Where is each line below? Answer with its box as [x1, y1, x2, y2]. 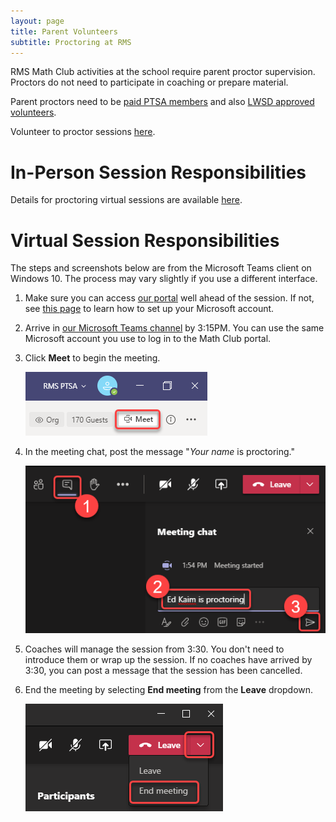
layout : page [10, 16, 65, 26]
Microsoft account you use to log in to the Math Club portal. [24, 333, 272, 345]
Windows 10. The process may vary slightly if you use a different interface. [10, 273, 318, 285]
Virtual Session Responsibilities [10, 229, 280, 252]
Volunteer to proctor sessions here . [10, 126, 156, 138]
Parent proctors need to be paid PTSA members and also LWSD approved [10, 96, 315, 108]
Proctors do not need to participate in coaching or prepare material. [10, 76, 289, 89]
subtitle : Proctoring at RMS [10, 37, 132, 47]
